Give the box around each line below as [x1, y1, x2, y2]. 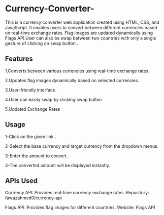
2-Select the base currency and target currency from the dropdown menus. [5, 143, 159, 149]
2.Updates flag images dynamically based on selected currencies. [5, 77, 139, 83]
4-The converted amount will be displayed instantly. [5, 162, 110, 168]
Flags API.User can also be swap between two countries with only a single [5, 35, 157, 41]
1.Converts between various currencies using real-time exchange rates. [5, 68, 150, 74]
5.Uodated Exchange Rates [5, 106, 60, 112]
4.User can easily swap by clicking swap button [5, 96, 102, 102]
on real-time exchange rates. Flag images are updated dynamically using [5, 30, 153, 36]
